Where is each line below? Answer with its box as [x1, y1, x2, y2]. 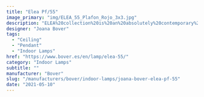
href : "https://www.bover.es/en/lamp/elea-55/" [6, 54, 129, 60]
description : [6, 20, 39, 26]
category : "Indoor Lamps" [6, 59, 72, 65]
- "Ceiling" [12, 37, 42, 43]
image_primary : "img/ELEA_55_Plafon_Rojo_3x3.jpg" [6, 14, 137, 20]
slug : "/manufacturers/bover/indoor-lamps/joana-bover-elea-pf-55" [6, 76, 181, 82]
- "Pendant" [12, 43, 42, 49]
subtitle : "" [6, 64, 39, 71]
